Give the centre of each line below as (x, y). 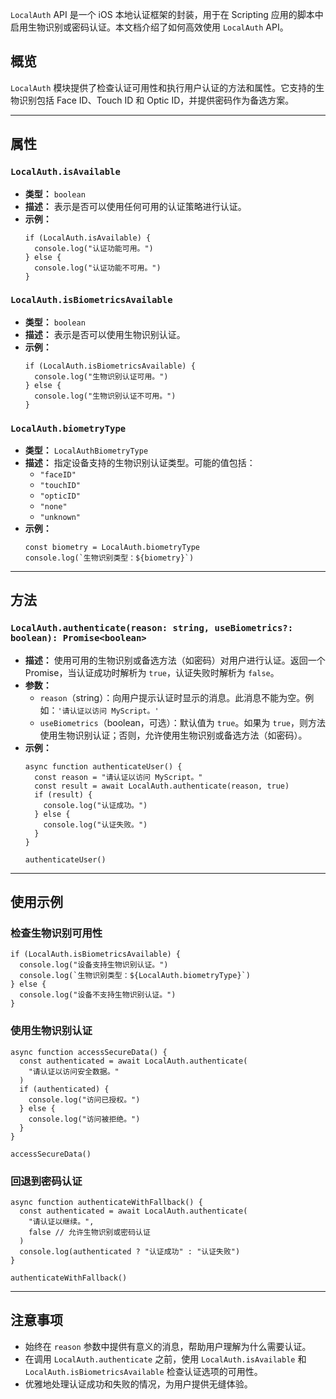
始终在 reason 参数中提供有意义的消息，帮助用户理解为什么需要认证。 (168, 1346)
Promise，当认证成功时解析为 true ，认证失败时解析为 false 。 (152, 672)
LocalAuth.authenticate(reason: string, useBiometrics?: (152, 628)
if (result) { (63, 794)
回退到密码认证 (46, 1181)
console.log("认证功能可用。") (94, 248)
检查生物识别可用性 (56, 933)
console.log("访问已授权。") (84, 1099)
